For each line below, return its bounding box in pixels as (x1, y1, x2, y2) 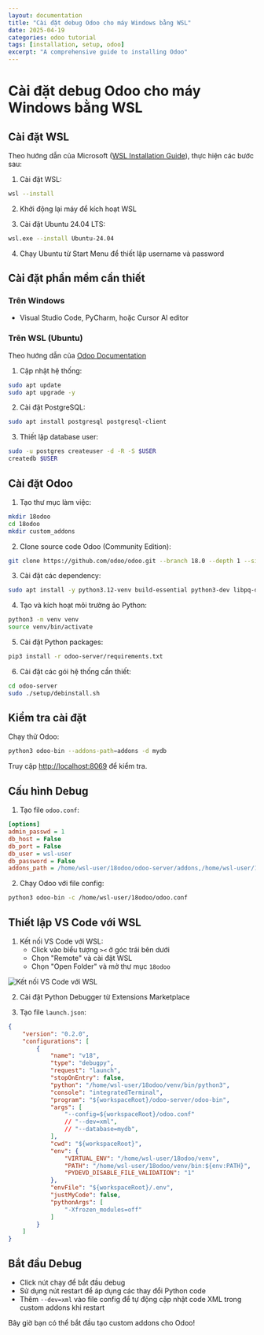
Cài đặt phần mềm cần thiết (8, 272, 145, 285)
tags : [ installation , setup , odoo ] (8, 41, 125, 49)
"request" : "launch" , (49, 1066, 122, 1075)
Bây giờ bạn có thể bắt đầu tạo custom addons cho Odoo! (8, 1318, 195, 1328)
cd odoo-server (8, 682, 58, 690)
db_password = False (8, 857, 76, 865)
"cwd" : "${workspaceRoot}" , (49, 1140, 143, 1148)
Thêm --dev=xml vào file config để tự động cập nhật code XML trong (19, 1295, 242, 1304)
